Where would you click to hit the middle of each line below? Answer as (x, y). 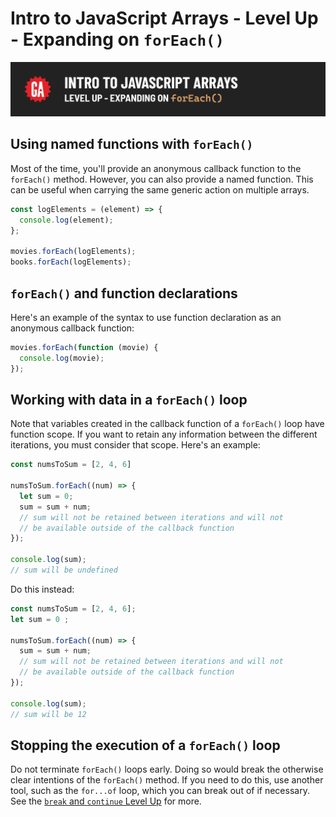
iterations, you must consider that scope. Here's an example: (135, 445)
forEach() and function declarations (124, 293)
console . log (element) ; (66, 220)
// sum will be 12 (48, 714)
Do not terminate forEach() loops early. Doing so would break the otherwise (167, 769)
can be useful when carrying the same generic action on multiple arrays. (160, 189)
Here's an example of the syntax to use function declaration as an (146, 317)
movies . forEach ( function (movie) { (84, 347)
